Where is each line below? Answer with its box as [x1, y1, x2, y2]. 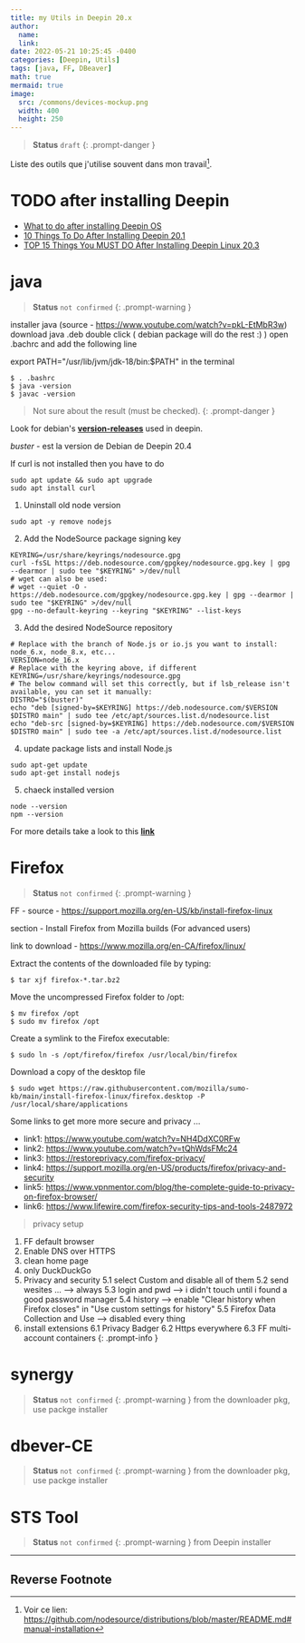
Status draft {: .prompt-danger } [32, 140, 156, 151]
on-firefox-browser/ [23, 1191, 98, 1202]
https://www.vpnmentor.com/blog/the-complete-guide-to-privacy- [45, 1181, 295, 1192]
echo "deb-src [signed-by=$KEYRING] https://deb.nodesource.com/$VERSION [10, 719, 295, 728]
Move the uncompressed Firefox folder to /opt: [10, 991, 185, 1002]
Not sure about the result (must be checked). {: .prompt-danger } [32, 405, 275, 416]
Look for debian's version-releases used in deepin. [10, 423, 203, 434]
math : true [10, 73, 52, 82]
